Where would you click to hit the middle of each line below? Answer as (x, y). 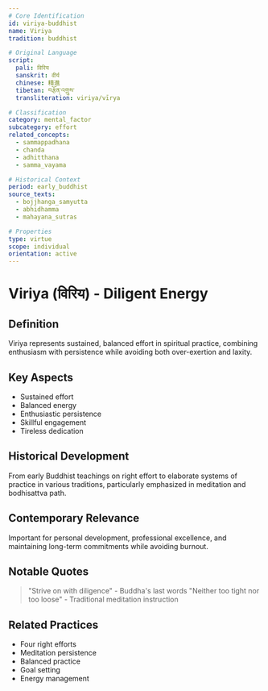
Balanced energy (48, 405)
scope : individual (39, 247)
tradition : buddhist (43, 38)
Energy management (55, 679)
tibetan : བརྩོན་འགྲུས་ (45, 90)
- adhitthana (37, 157)
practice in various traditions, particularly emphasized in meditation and (127, 484)
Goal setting (40, 670)
